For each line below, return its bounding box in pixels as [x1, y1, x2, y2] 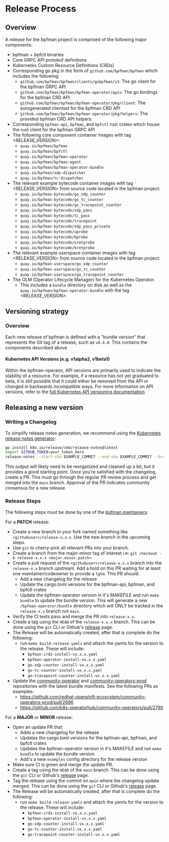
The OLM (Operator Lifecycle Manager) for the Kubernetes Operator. [12, 277, 155, 282]
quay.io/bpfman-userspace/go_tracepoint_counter [20, 272, 124, 277]
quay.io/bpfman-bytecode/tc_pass [20, 213, 91, 218]
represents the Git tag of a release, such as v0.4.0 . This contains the [5, 339, 147, 345]
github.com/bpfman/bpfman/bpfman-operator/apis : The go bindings [20, 89, 158, 95]
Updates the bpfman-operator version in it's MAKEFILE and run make [20, 745, 162, 751]
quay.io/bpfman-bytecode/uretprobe [20, 240, 95, 245]
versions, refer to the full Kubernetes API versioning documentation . [5, 389, 146, 395]
